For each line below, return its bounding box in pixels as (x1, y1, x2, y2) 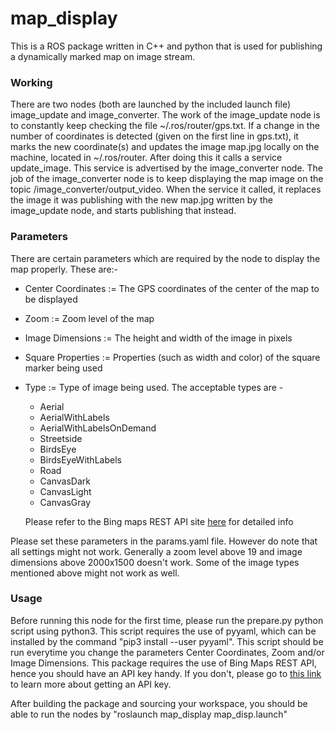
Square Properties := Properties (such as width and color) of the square (24, 351, 321, 363)
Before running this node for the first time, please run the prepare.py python (10, 614, 324, 626)
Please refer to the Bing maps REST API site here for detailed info (24, 515, 294, 527)
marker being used (24, 362, 103, 374)
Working (10, 75, 53, 89)
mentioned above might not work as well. (10, 567, 180, 579)
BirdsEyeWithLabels (39, 453, 122, 466)
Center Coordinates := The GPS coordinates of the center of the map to (24, 282, 320, 294)
